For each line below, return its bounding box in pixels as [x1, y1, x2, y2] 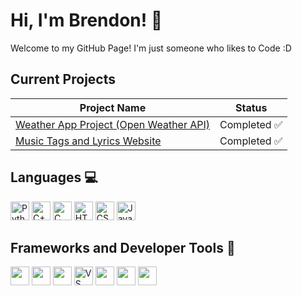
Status [235, 100, 268, 114]
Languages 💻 [10, 169, 98, 186]
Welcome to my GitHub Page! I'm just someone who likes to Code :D [10, 42, 292, 54]
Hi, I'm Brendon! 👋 [10, 9, 163, 32]
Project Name [79, 100, 147, 114]
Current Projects [10, 71, 116, 88]
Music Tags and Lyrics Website [15, 134, 162, 148]
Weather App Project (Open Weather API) [15, 117, 211, 131]
